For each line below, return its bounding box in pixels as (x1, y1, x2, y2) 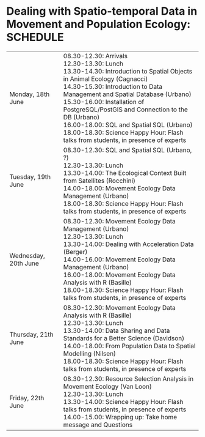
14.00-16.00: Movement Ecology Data (63, 255, 176, 264)
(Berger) (63, 247, 88, 256)
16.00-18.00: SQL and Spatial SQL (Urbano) (63, 121, 193, 129)
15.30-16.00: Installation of (63, 97, 145, 106)
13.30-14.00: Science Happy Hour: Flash (63, 397, 184, 406)
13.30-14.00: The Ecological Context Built (63, 168, 187, 177)
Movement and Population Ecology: (6, 17, 191, 31)
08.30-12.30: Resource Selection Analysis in (63, 375, 194, 383)
